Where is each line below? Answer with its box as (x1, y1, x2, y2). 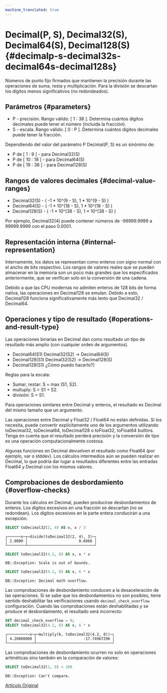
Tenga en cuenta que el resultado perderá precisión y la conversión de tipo (5, 432, 160, 438)
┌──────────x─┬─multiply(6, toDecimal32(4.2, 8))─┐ (5, 632, 115, 637)
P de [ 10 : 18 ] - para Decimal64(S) (12, 156, 85, 163)
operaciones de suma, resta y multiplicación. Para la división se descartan (5, 83, 158, 89)
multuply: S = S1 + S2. (12, 386, 58, 392)
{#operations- (108, 315, 154, 324)
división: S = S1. (12, 392, 45, 398)
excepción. (5, 515, 28, 521)
